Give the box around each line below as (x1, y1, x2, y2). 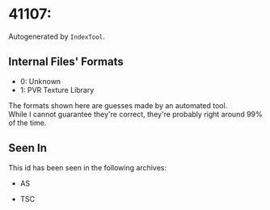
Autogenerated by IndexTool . (8, 31, 105, 41)
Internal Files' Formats (8, 55, 124, 69)
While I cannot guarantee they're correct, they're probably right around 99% (8, 109, 263, 119)
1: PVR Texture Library (19, 85, 95, 94)
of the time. (8, 118, 47, 128)
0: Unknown (19, 76, 61, 86)
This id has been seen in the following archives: (8, 162, 167, 172)
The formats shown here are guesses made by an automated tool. (8, 100, 228, 110)
